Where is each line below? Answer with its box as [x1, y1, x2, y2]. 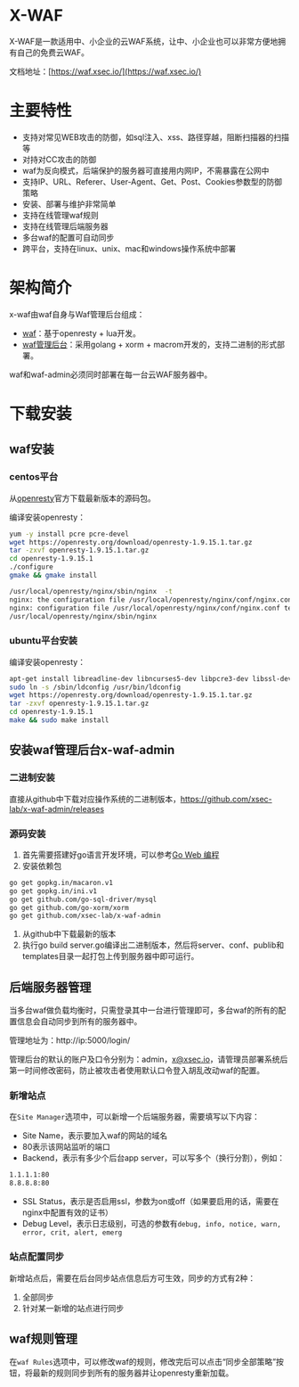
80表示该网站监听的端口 [21, 1142, 111, 1153]
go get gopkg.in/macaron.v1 [9, 878, 114, 887]
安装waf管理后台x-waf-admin [9, 743, 175, 758]
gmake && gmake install [9, 571, 98, 580]
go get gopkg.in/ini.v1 [9, 886, 98, 896]
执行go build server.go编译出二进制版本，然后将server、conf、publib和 [21, 940, 285, 950]
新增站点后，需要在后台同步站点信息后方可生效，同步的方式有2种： [9, 1272, 256, 1284]
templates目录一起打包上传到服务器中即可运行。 [21, 951, 199, 962]
